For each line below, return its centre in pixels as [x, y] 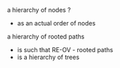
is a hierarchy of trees [48, 57]
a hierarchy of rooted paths [46, 36]
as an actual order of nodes [56, 23]
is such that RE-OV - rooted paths [65, 50]
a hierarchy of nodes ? [39, 10]
